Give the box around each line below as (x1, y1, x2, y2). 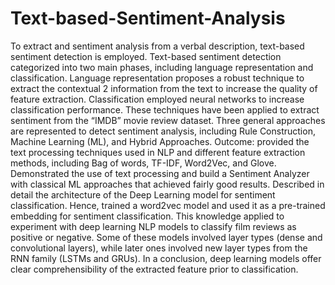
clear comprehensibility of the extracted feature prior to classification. (10, 263, 299, 275)
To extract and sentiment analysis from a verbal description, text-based (10, 40, 305, 52)
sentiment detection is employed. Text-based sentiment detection (10, 50, 282, 62)
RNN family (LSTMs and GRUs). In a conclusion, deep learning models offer (10, 252, 322, 264)
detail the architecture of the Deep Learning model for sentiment (10, 188, 276, 201)
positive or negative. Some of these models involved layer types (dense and (10, 231, 323, 243)
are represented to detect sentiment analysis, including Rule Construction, (10, 125, 316, 137)
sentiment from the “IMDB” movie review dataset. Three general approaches (10, 114, 326, 126)
